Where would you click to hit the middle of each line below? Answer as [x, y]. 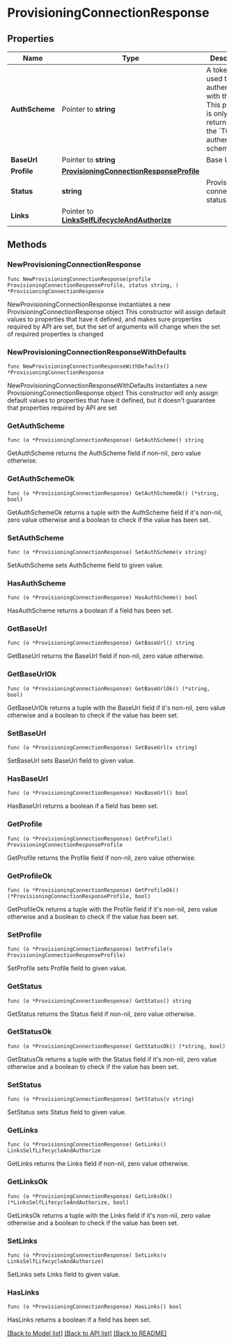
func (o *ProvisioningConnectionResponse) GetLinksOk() [90, 1196]
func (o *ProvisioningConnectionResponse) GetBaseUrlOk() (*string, [109, 689]
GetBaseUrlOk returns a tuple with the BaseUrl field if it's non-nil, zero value [117, 708]
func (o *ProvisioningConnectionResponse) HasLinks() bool [95, 1307]
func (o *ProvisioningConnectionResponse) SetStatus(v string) [101, 1099]
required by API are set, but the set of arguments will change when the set [114, 327]
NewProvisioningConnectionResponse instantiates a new [89, 304]
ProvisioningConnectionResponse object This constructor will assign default [117, 311]
